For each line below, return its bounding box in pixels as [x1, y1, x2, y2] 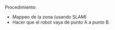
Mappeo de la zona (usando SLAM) [12, 14, 87, 19]
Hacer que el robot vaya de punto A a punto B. [12, 19, 110, 25]
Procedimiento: [5, 4, 37, 10]
